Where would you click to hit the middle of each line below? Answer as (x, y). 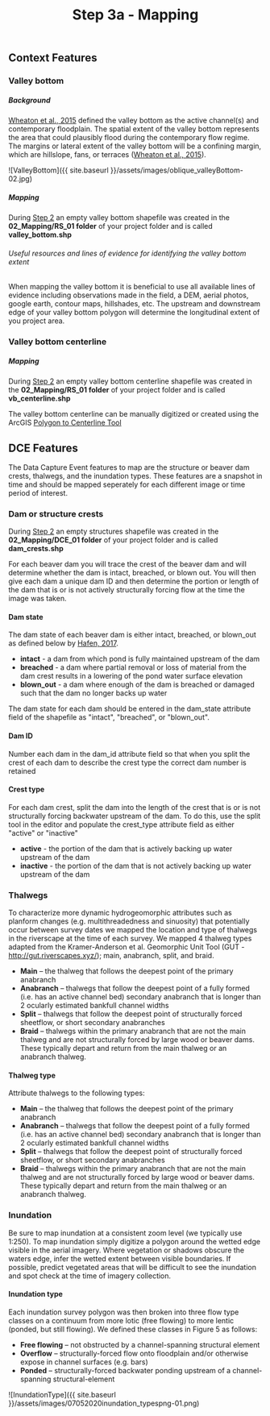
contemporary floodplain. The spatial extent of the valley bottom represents (134, 129)
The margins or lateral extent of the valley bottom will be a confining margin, (135, 146)
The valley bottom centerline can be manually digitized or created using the (134, 414)
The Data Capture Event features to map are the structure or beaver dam (129, 467)
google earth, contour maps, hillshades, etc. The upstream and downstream (134, 304)
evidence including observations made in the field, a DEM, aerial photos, (129, 295)
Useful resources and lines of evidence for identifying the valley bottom (127, 253)
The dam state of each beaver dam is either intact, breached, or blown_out (132, 635)
